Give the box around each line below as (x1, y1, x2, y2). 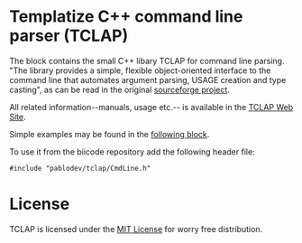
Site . (9, 111, 27, 122)
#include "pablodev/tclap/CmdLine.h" (9, 164, 151, 173)
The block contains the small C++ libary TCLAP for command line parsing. (9, 55, 285, 66)
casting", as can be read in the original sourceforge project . (9, 84, 230, 95)
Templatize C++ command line (9, 6, 243, 27)
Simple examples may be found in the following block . (9, 128, 210, 139)
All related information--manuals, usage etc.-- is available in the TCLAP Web (9, 101, 294, 112)
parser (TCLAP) (9, 25, 129, 46)
